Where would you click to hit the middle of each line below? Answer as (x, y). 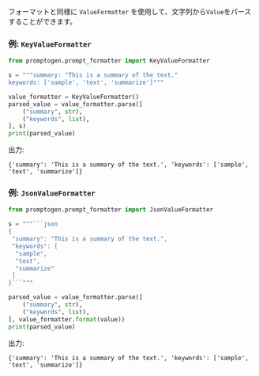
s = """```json (33, 224)
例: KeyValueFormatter (50, 44)
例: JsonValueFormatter (52, 193)
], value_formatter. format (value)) (67, 319)
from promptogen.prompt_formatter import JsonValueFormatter (111, 210)
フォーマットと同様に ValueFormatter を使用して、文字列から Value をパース (130, 11)
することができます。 (43, 21)
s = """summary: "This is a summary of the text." (93, 75)
